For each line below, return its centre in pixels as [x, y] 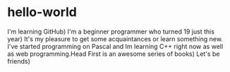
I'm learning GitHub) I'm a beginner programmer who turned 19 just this [111, 31]
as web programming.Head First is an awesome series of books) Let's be [114, 54]
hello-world [42, 12]
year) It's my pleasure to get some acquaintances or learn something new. [115, 38]
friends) [19, 61]
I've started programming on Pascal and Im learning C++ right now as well [115, 46]
